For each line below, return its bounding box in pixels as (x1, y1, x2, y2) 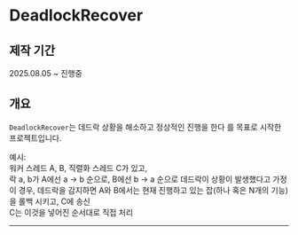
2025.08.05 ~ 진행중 (9, 68, 82, 78)
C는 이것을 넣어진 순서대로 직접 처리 (9, 207, 134, 217)
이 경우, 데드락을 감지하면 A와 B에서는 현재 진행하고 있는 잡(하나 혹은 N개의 (9, 184, 270, 195)
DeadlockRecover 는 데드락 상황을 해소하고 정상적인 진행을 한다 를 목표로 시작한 (9, 121, 282, 132)
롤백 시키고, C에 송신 (18, 196, 90, 207)
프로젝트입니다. (9, 132, 62, 143)
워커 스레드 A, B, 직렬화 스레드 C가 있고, (9, 162, 148, 173)
